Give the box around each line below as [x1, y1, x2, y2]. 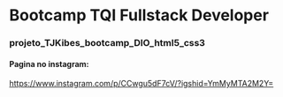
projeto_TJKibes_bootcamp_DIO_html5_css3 [9, 37, 206, 49]
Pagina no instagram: [9, 58, 90, 69]
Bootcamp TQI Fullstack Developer [9, 5, 270, 26]
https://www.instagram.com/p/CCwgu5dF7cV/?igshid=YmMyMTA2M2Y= [9, 78, 274, 89]
